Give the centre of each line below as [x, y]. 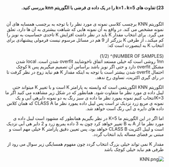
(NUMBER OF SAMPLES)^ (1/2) [132, 56]
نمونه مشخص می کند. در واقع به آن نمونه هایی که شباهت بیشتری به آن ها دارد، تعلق [85, 29]
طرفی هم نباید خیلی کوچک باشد [134, 149]
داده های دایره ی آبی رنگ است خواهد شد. [125, 109]
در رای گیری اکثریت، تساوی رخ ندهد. [129, 77]
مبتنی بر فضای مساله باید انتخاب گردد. [128, 134]
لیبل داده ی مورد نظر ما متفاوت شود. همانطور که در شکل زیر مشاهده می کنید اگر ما [84, 93]
